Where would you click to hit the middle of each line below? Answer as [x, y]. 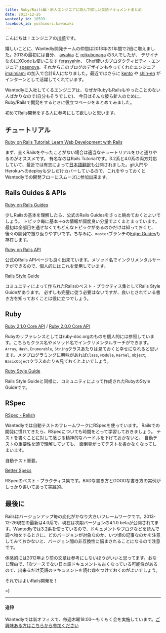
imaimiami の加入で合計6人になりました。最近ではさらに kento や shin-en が [83, 73]
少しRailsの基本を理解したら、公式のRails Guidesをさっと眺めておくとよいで [83, 215]
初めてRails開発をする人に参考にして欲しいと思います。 [62, 113]
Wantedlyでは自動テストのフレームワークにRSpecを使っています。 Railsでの [83, 425]
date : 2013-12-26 [23, 14]
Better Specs [18, 470]
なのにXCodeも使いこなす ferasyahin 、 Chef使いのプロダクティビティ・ [78, 61]
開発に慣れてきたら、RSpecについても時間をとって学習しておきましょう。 [80, 431]
